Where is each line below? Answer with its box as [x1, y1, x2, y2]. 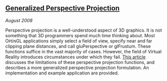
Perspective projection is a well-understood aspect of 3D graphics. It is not [5, 27, 162, 33]
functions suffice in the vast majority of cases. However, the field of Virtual [5, 48, 162, 54]
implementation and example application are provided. [5, 70, 119, 76]
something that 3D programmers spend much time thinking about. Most [5, 32, 155, 38]
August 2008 [5, 17, 33, 23]
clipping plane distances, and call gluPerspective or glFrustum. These [5, 43, 151, 49]
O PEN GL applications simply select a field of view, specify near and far [5, 38, 152, 44]
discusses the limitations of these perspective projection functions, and [5, 59, 155, 65]
